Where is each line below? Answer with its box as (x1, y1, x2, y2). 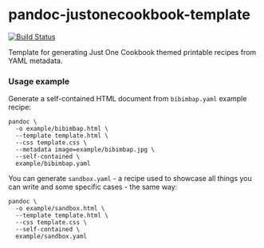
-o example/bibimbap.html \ (15, 125, 109, 133)
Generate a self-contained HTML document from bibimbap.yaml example (8, 94, 247, 104)
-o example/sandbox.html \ (15, 205, 105, 213)
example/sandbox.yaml (15, 233, 88, 241)
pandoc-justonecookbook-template (8, 6, 251, 24)
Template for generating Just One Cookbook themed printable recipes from (8, 47, 257, 57)
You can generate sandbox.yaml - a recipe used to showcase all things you (8, 174, 253, 183)
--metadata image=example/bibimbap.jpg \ (15, 146, 156, 154)
